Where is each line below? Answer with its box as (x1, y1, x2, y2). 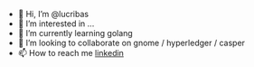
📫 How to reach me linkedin (17, 48, 125, 58)
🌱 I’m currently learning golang (17, 28, 133, 38)
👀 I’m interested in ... (17, 18, 95, 29)
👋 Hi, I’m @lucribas (17, 9, 89, 19)
